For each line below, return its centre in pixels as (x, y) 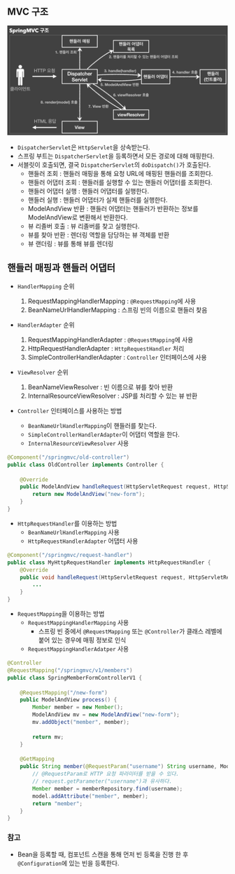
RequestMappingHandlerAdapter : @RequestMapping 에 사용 (111, 339)
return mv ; (48, 737)
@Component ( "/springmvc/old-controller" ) (69, 457)
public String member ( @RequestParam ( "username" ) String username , (119, 767)
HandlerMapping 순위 (46, 286)
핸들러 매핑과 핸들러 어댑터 (61, 268)
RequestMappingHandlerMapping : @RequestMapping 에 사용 (112, 301)
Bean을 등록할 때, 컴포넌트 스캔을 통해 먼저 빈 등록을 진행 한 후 (103, 854)
